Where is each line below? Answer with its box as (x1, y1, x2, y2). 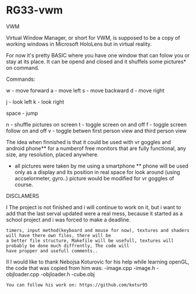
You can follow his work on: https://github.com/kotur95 (6, 282, 148, 288)
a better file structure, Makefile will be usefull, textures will (6, 238, 174, 244)
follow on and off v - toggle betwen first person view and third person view (6, 127, 187, 134)
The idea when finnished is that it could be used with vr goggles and (6, 138, 171, 145)
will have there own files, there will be (6, 233, 111, 238)
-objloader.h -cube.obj (40, 271, 95, 278)
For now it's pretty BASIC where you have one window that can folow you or (6, 52, 190, 59)
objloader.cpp (6, 271, 40, 278)
